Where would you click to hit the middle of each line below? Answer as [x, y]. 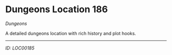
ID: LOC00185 [20, 48]
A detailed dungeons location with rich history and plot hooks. [71, 33]
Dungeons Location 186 [57, 9]
